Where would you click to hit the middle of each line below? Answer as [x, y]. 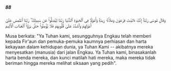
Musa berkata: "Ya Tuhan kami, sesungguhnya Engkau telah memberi [78, 36]
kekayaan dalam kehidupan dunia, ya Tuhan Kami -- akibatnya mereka [79, 46]
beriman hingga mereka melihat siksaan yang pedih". [61, 63]
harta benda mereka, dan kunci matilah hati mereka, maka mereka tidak [80, 57]
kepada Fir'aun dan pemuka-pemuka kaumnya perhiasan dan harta [76, 41]
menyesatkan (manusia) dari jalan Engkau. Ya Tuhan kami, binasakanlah [81, 52]
